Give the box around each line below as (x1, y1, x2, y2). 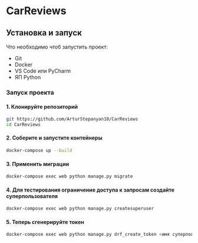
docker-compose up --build (6, 148, 72, 154)
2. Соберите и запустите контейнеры (6, 134, 103, 141)
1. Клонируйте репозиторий (6, 103, 78, 110)
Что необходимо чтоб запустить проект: (6, 43, 108, 50)
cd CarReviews (6, 122, 41, 128)
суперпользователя (6, 192, 58, 199)
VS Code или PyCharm (14, 67, 71, 74)
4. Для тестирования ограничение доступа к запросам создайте (6, 186, 175, 193)
